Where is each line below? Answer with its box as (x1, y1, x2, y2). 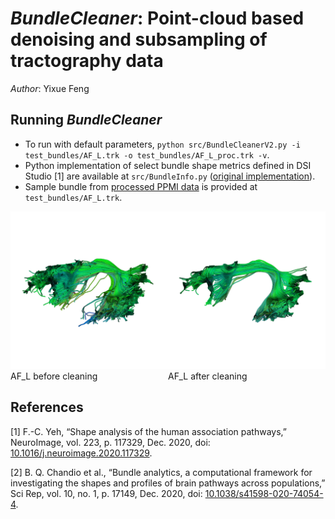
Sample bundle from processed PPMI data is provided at (24, 180, 258, 192)
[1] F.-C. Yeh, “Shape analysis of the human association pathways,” (10, 425, 287, 437)
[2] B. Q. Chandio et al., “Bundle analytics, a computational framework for (10, 466, 313, 478)
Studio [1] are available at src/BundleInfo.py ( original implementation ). (24, 170, 316, 182)
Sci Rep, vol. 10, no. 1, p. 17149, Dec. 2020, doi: (10, 487, 203, 499)
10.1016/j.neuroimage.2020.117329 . (10, 447, 153, 459)
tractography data (10, 50, 164, 72)
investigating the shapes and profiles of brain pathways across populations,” (10, 477, 326, 489)
